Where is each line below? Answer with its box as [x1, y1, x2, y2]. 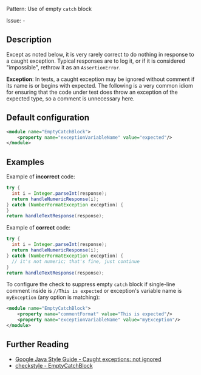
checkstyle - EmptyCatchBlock [15, 362, 93, 369]
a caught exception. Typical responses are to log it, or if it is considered [6, 57, 185, 65]
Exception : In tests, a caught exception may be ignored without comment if [6, 75, 195, 83]
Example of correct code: [6, 224, 71, 231]
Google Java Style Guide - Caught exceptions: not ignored [15, 356, 162, 363]
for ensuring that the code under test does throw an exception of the [6, 88, 178, 96]
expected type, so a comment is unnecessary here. [6, 94, 135, 102]
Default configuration [6, 113, 90, 123]
